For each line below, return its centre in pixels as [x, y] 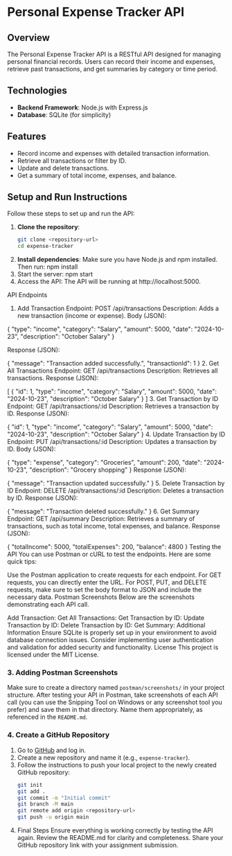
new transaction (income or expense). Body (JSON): [92, 316]
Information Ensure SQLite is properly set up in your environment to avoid [112, 633]
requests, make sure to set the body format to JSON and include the [105, 590]
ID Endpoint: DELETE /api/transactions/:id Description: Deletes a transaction [115, 491]
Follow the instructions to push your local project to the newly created [117, 765]
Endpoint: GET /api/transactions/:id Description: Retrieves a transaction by [113, 407]
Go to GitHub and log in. [52, 750]
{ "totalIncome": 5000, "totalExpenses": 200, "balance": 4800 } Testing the [114, 547]
